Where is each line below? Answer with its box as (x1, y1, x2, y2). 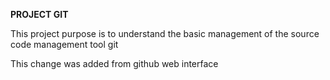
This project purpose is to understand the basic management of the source (10, 28, 320, 39)
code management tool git (10, 39, 119, 50)
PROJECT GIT (10, 9, 69, 20)
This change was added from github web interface (10, 58, 219, 69)
